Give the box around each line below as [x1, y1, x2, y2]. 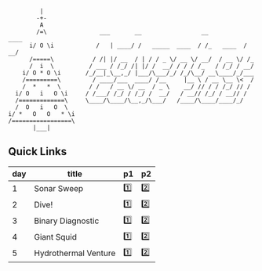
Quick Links [8, 145, 67, 158]
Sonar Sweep [34, 183, 84, 194]
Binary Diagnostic [34, 215, 100, 226]
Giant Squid [34, 232, 77, 243]
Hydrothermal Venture [34, 248, 116, 258]
